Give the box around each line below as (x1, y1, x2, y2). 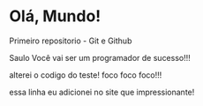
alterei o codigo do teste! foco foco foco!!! (9, 69, 162, 80)
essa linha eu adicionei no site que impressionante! (9, 87, 195, 97)
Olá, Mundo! (9, 6, 101, 26)
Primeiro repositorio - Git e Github (9, 35, 132, 46)
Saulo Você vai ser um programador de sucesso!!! (9, 52, 192, 63)
